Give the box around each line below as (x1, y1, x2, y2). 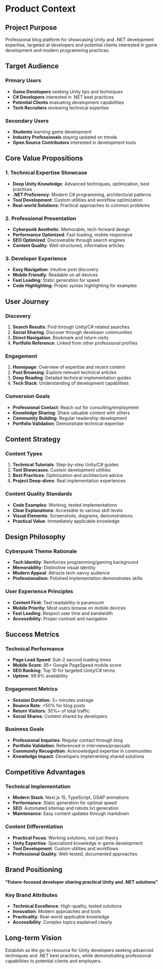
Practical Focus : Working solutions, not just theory (12, 835, 119, 841)
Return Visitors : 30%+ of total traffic (12, 708, 90, 714)
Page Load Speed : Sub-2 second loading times (12, 657, 112, 663)
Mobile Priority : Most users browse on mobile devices (12, 605, 126, 611)
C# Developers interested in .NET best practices (12, 94, 114, 100)
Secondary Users (5, 117, 49, 124)
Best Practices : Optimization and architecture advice (12, 472, 123, 478)
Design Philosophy (5, 532, 66, 541)
